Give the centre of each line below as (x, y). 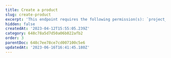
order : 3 (15, 38)
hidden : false (20, 24)
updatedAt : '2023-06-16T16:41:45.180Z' (48, 47)
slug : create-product (28, 15)
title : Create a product (32, 10)
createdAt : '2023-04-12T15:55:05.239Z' (48, 29)
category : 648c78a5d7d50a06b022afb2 (44, 33)
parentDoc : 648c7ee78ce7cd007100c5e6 (45, 43)
